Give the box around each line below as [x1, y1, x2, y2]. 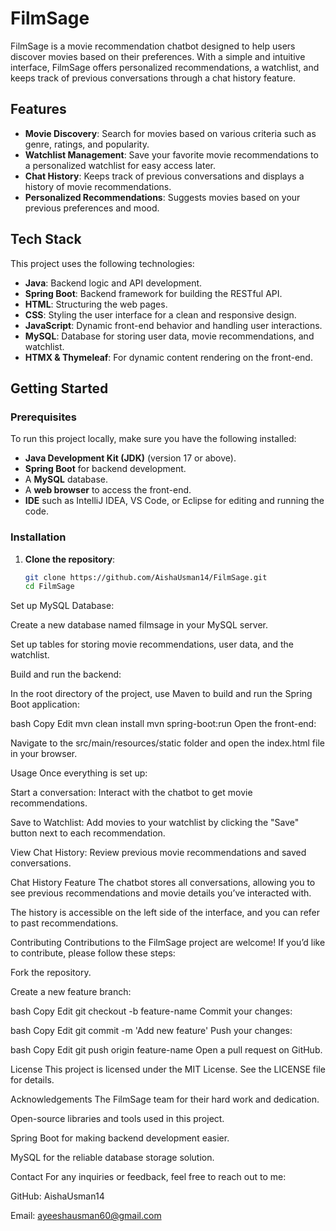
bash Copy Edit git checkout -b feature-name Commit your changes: [10, 1005, 293, 1017]
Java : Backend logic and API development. [24, 277, 203, 289]
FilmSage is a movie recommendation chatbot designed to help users [10, 40, 296, 52]
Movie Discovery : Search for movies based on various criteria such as [24, 127, 317, 139]
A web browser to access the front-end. [24, 484, 192, 496]
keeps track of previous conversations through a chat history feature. [10, 72, 296, 84]
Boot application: [10, 698, 80, 711]
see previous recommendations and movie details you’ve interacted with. [10, 887, 312, 899]
